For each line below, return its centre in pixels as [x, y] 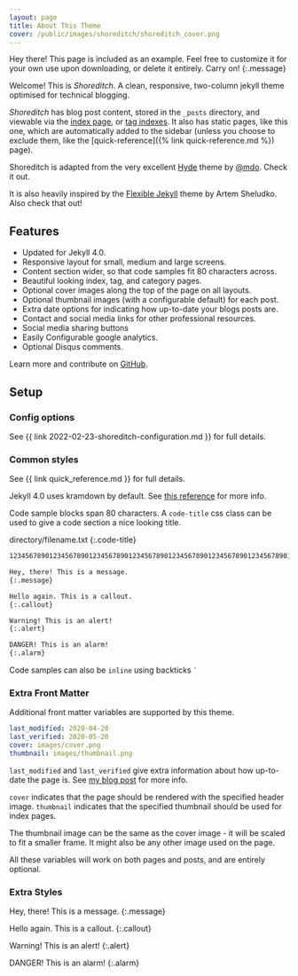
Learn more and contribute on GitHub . [78, 364]
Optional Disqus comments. [73, 347]
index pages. [33, 815]
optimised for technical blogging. [70, 95]
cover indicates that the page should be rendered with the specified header [147, 797]
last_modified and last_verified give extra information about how [132, 770]
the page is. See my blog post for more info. [107, 779]
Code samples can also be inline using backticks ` [103, 670]
